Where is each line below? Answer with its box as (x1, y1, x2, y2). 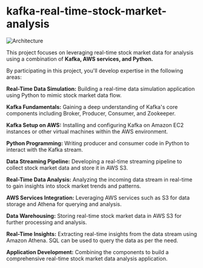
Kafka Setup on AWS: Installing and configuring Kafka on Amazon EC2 (6, 121, 184, 128)
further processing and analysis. (6, 218, 87, 226)
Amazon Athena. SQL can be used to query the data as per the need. (6, 237, 179, 244)
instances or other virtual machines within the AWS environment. (6, 128, 168, 135)
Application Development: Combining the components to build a (6, 248, 169, 255)
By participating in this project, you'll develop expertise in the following (6, 67, 184, 74)
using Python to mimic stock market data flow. (6, 91, 122, 99)
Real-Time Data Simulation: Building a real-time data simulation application (6, 85, 195, 92)
